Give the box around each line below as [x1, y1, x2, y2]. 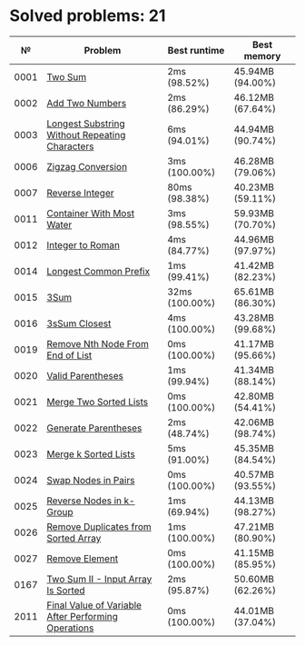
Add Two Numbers [46, 96, 127, 109]
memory [243, 49, 281, 62]
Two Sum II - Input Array [46, 572, 152, 585]
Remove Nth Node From [46, 337, 150, 350]
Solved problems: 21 [9, 5, 166, 26]
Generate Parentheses [46, 422, 143, 434]
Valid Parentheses [46, 369, 124, 382]
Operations [46, 621, 94, 634]
